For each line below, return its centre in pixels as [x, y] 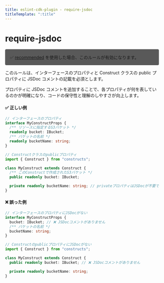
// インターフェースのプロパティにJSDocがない [46, 213]
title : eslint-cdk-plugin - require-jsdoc [49, 10]
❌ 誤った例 [16, 202]
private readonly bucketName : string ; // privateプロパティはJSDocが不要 [82, 186]
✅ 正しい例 [16, 108]
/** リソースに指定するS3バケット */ [43, 128]
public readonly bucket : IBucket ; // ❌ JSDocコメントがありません [75, 262]
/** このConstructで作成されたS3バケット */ [51, 173]
